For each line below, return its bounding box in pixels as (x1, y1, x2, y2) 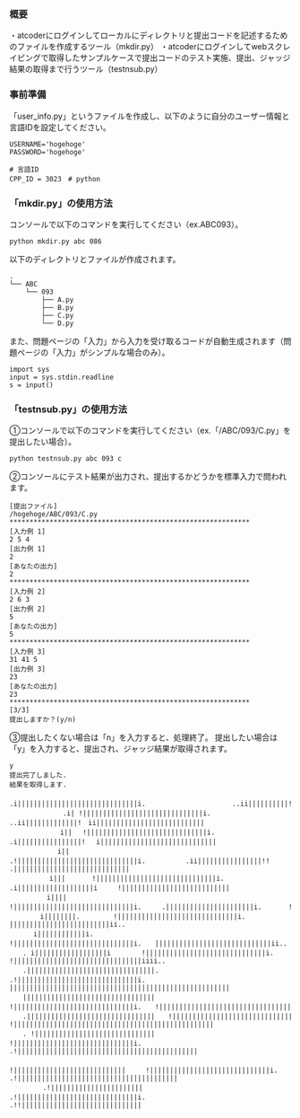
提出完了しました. (9, 770, 67, 780)
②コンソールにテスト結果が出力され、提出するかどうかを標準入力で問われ (9, 471, 287, 482)
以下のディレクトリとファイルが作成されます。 (9, 253, 181, 264)
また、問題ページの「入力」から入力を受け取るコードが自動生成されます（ (9, 335, 284, 347)
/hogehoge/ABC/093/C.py (9, 510, 99, 519)
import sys (9, 365, 50, 374)
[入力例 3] (9, 647, 47, 656)
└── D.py (41, 319, 74, 328)
